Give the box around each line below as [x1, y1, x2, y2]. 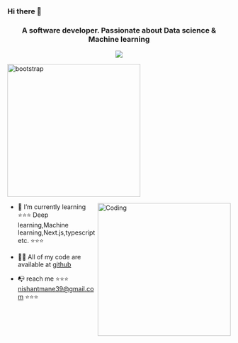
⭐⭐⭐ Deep [17, 210, 49, 219]
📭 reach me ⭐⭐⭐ [17, 274, 69, 283]
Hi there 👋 [7, 6, 42, 16]
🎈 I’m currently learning [17, 203, 86, 211]
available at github [17, 260, 72, 269]
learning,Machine [17, 221, 69, 230]
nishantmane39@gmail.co [17, 285, 94, 293]
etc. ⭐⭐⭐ [17, 237, 44, 245]
